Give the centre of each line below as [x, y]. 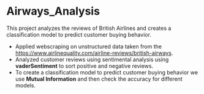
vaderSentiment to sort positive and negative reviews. [84, 66]
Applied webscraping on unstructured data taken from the [89, 46]
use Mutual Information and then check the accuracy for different [99, 79]
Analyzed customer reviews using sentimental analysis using [92, 59]
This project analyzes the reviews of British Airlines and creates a [89, 28]
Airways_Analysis [53, 11]
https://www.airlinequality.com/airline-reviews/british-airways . [94, 52]
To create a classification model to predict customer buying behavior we [106, 72]
